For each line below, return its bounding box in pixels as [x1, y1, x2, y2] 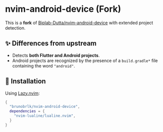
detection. [5, 25, 26, 31]
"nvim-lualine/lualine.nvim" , [14, 113, 76, 119]
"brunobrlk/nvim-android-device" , [9, 104, 80, 109]
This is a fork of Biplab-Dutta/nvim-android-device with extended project [5, 20, 153, 26]
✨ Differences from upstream [5, 39, 97, 48]
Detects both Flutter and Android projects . [12, 52, 100, 58]
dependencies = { [9, 109, 45, 114]
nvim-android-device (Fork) [5, 3, 121, 15]
